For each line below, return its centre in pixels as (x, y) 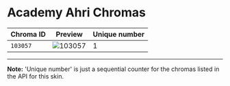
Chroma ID (28, 34)
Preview (69, 34)
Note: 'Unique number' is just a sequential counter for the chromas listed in (113, 69)
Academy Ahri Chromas (76, 13)
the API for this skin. (35, 76)
